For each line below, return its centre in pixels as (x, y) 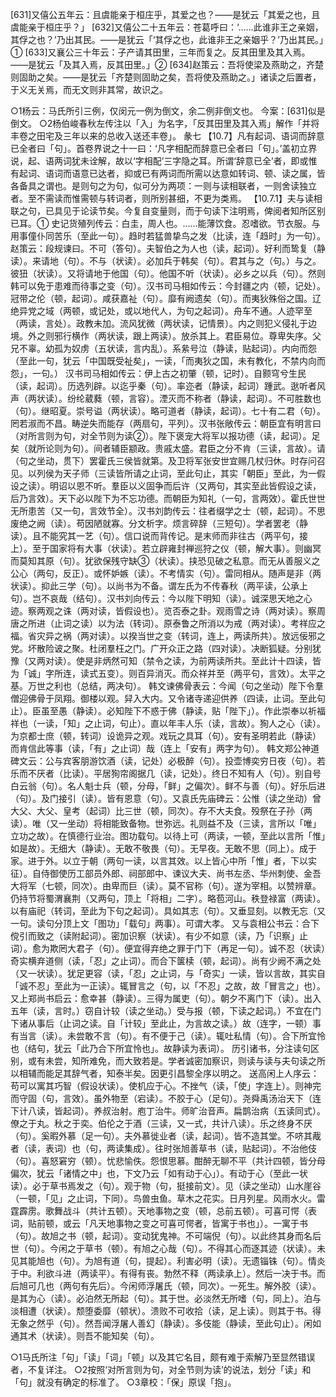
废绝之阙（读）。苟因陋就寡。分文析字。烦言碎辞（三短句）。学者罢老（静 (159, 523)
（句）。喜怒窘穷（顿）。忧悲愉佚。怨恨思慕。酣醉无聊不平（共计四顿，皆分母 (168, 1161)
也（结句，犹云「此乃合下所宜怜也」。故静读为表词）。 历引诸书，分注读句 (160, 1048)
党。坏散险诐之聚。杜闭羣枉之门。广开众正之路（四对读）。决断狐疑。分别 (161, 648)
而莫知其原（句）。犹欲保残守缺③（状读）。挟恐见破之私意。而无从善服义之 (165, 561)
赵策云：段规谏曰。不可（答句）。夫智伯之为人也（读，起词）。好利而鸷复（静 (168, 248)
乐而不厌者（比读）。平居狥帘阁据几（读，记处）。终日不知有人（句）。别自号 (166, 773)
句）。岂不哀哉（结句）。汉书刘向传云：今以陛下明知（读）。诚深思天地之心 (161, 598)
